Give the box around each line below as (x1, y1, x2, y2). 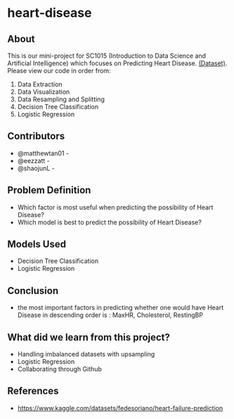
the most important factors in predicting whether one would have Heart (17, 304, 224, 312)
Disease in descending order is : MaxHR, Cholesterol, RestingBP (17, 311, 204, 319)
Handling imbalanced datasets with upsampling (17, 350, 155, 359)
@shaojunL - (17, 164, 55, 172)
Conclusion (7, 285, 59, 297)
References (7, 385, 59, 397)
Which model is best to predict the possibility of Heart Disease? (17, 218, 202, 226)
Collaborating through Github (17, 365, 102, 373)
